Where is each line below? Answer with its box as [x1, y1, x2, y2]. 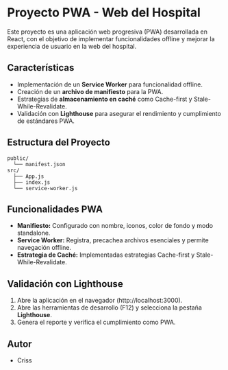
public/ [7, 154, 29, 162]
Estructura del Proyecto [7, 137, 111, 148]
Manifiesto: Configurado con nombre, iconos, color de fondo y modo [16, 222, 214, 230]
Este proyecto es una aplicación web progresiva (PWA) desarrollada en [7, 27, 207, 36]
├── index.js [13, 178, 51, 186]
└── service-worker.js [13, 185, 78, 192]
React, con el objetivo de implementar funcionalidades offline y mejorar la [7, 34, 215, 43]
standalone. [16, 229, 51, 238]
